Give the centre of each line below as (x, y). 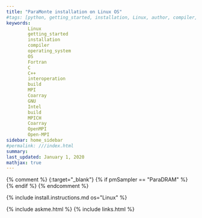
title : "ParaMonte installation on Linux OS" (64, 12)
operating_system (49, 51)
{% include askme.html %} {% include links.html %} (71, 209)
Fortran (37, 62)
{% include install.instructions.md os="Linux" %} (67, 198)
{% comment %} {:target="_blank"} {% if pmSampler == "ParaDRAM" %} (97, 180)
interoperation (47, 79)
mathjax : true (24, 163)
